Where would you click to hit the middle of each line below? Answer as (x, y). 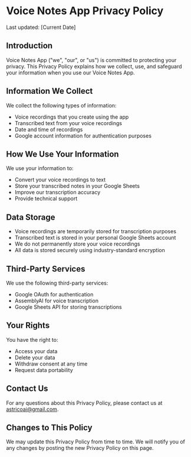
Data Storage (31, 217)
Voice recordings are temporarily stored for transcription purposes (95, 231)
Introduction (29, 46)
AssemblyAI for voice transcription (57, 301)
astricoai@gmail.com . (32, 409)
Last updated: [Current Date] (41, 27)
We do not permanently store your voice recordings (77, 244)
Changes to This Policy (49, 428)
